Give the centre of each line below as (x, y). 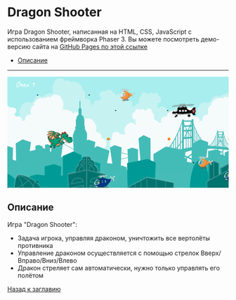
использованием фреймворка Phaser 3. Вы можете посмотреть (103, 39)
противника (35, 245)
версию (19, 46)
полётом (31, 275)
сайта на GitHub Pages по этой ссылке (90, 46)
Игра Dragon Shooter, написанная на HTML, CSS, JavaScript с (99, 32)
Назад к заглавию (34, 289)
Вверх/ (211, 253)
